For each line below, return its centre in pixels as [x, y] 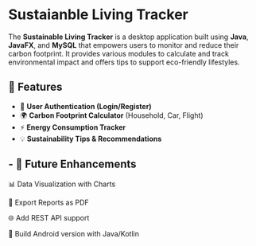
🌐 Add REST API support [49, 217]
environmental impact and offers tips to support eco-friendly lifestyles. [124, 62]
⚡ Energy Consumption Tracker [72, 127]
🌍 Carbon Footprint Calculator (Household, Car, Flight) [112, 115]
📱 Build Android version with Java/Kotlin [74, 233]
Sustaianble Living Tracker [99, 15]
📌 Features [35, 87]
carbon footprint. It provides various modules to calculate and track [118, 53]
